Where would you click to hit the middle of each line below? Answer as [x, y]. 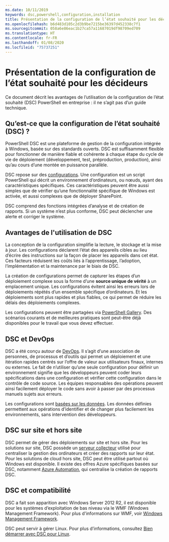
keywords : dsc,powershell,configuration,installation [63, 15]
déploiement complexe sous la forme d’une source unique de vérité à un [81, 281]
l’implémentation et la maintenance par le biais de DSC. [62, 266]
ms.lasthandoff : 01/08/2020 [35, 43]
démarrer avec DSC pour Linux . [38, 534]
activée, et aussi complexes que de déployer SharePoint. [64, 196]
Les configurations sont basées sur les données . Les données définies [78, 404]
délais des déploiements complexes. [43, 303]
